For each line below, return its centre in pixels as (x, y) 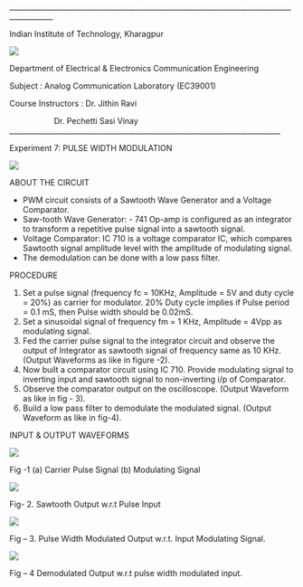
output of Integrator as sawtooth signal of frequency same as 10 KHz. (152, 350)
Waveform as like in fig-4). (72, 417)
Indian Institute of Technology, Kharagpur (87, 34)
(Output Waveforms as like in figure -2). (96, 360)
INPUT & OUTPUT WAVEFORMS (69, 435)
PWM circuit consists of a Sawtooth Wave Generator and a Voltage (147, 200)
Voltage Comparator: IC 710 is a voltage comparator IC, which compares (157, 238)
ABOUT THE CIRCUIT (50, 182)
